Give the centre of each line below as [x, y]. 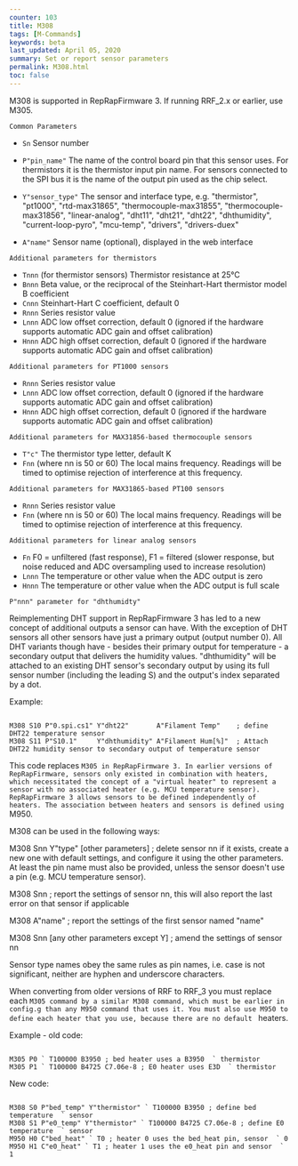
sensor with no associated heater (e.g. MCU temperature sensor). [135, 789]
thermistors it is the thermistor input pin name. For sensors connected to [155, 169]
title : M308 [31, 26]
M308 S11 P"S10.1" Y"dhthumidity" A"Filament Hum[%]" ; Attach [139, 741]
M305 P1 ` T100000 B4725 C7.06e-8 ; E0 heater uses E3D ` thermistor [143, 1067]
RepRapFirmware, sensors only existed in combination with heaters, [139, 774]
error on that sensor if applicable [69, 903]
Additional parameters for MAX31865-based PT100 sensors [117, 489]
